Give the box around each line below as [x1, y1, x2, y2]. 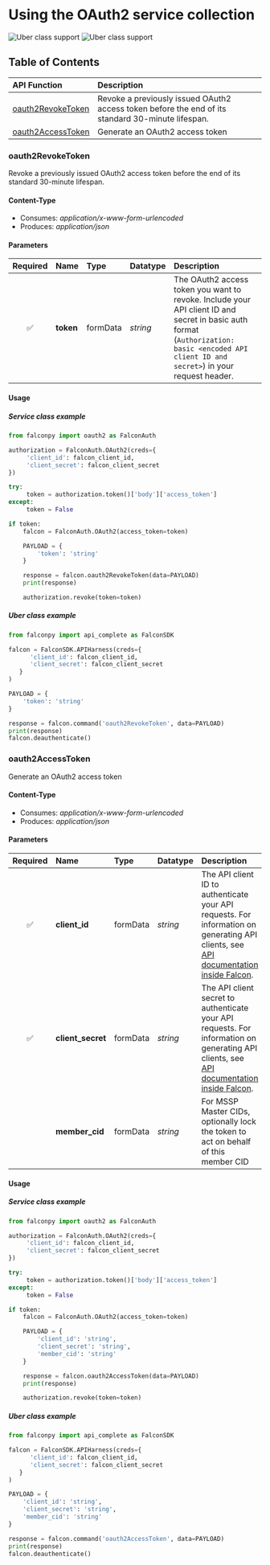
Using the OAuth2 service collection [8, 6, 256, 24]
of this [201, 1146, 225, 1157]
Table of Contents [8, 55, 100, 69]
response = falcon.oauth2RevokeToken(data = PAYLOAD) [22, 572, 199, 580]
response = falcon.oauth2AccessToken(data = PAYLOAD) [22, 1372, 199, 1380]
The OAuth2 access [174, 274, 249, 285]
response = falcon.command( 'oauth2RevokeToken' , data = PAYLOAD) [8, 719, 225, 727]
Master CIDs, [201, 1106, 251, 1117]
